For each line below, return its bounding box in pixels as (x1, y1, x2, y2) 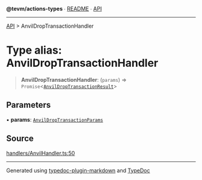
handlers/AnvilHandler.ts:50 (6, 149, 75, 157)
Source (6, 134, 34, 144)
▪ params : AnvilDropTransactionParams (6, 116, 103, 123)
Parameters (6, 100, 51, 110)
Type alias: (6, 43, 62, 57)
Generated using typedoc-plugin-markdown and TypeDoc (6, 167, 150, 174)
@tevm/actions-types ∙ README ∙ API (6, 5, 102, 12)
